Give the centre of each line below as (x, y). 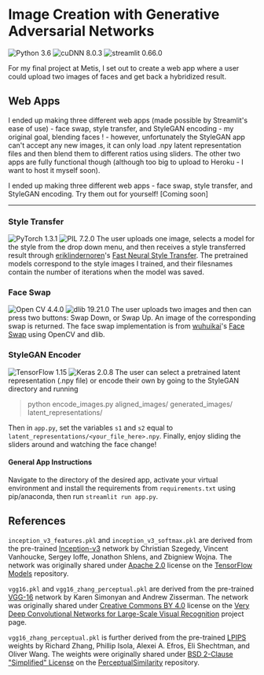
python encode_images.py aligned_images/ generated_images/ (130, 404)
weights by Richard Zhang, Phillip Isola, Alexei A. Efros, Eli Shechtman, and (129, 645)
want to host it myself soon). (54, 170)
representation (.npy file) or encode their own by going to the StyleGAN (124, 380)
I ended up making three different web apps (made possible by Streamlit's (128, 120)
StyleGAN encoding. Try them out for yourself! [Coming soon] (108, 193)
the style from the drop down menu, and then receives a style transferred (127, 247)
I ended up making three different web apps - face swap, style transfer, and (130, 185)
